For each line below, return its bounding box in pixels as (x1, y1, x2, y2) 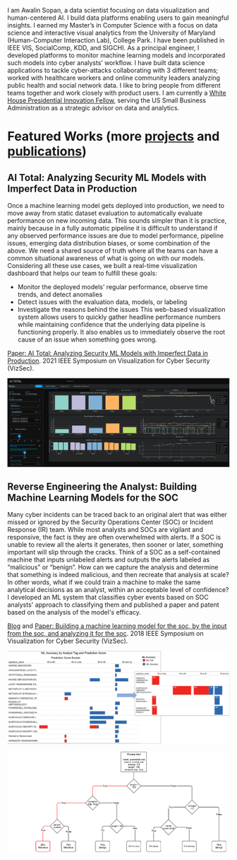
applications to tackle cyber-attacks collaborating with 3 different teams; (7, 66, 219, 74)
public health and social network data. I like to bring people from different (7, 81, 221, 89)
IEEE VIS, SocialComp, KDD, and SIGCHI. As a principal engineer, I (7, 44, 200, 52)
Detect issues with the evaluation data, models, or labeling (17, 298, 188, 306)
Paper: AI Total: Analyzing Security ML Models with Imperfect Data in (7, 349, 208, 357)
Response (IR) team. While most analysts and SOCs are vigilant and (7, 525, 203, 534)
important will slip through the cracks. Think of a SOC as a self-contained (7, 548, 221, 557)
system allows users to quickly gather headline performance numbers (17, 313, 221, 321)
